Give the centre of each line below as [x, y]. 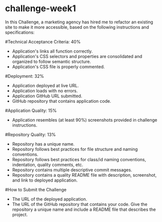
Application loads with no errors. [45, 91]
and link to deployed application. [45, 180]
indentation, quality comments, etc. [48, 165]
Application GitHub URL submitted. [47, 96]
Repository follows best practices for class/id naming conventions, [79, 159]
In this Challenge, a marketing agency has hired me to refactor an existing [79, 22]
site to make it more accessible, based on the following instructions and [77, 27]
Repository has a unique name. [43, 144]
